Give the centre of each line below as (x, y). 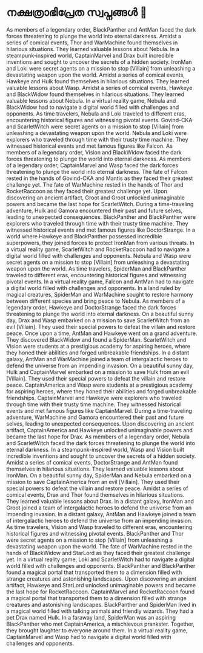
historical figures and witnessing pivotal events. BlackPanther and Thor (95, 533)
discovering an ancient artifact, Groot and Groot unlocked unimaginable (95, 198)
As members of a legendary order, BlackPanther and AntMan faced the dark (101, 29)
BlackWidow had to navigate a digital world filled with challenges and (93, 107)
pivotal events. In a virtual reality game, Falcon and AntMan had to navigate (100, 282)
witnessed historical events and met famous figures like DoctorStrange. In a (101, 230)
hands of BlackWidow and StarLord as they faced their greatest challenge (98, 553)
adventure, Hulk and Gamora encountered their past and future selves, (95, 210)
